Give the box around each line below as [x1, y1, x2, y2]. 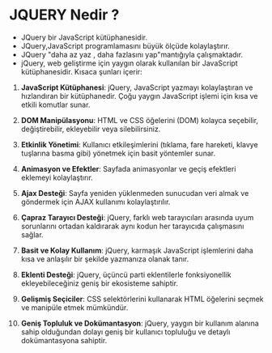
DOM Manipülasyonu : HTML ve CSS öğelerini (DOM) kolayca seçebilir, [20, 115, 258, 125]
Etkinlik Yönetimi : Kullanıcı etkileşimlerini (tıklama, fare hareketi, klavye [20, 139, 258, 149]
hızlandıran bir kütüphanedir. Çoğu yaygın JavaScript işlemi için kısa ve [20, 91, 258, 100]
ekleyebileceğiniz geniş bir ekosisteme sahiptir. [20, 278, 179, 288]
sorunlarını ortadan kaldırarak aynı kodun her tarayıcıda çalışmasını [20, 221, 244, 231]
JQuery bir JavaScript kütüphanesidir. [20, 32, 148, 42]
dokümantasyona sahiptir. [20, 335, 108, 345]
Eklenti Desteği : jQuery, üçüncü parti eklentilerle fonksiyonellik [20, 270, 232, 279]
